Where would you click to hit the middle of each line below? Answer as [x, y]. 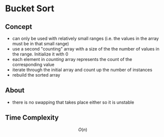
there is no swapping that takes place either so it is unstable [73, 102]
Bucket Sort [30, 9]
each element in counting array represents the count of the [72, 59]
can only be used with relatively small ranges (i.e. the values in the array [85, 38]
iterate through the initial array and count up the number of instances [82, 70]
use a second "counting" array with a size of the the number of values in [86, 49]
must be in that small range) [41, 44]
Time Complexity [32, 118]
